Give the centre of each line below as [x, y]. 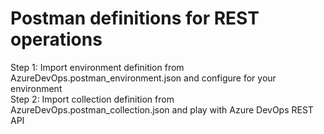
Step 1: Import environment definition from [97, 67]
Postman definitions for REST [135, 18]
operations [56, 39]
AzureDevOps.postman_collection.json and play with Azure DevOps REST [162, 109]
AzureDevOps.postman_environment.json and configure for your [143, 78]
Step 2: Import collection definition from [92, 99]
